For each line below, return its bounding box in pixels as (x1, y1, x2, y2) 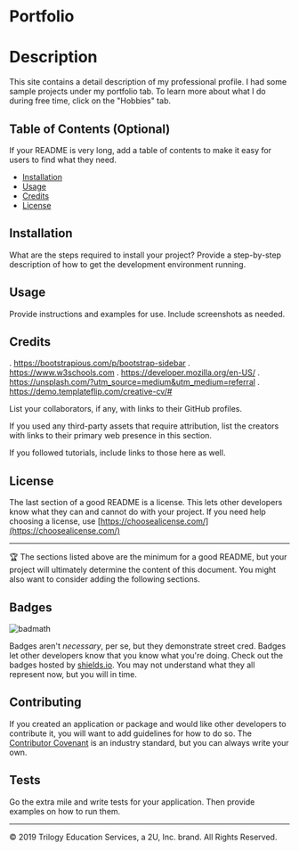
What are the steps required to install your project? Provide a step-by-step (9, 250, 282, 260)
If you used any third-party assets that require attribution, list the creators (9, 421, 279, 431)
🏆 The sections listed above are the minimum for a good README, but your (9, 552, 287, 562)
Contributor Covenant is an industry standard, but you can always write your (9, 737, 289, 748)
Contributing (9, 695, 82, 710)
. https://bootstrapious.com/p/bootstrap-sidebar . (9, 358, 191, 369)
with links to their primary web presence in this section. (9, 430, 212, 441)
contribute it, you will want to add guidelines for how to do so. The (9, 728, 252, 739)
